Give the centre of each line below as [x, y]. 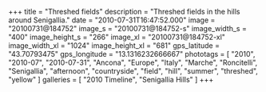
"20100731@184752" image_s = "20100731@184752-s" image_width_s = [128, 28]
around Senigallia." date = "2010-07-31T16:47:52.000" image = [112, 20]
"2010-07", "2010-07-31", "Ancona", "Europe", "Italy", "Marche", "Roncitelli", [133, 62]
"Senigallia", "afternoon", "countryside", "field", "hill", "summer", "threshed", [133, 71]
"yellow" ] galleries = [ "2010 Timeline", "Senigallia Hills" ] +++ [111, 80]
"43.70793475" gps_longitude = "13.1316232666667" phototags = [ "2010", [132, 54]
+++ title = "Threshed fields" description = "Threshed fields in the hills [124, 12]
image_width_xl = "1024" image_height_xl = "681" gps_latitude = [114, 46]
